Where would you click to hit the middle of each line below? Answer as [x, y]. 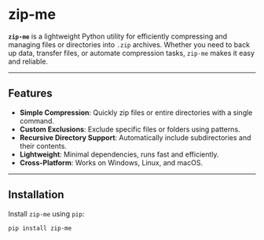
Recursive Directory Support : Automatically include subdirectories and [135, 137]
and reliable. [28, 61]
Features [30, 93]
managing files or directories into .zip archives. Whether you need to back [129, 44]
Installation [36, 195]
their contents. [43, 146]
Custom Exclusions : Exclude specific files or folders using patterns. [130, 129]
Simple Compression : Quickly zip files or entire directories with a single [136, 113]
